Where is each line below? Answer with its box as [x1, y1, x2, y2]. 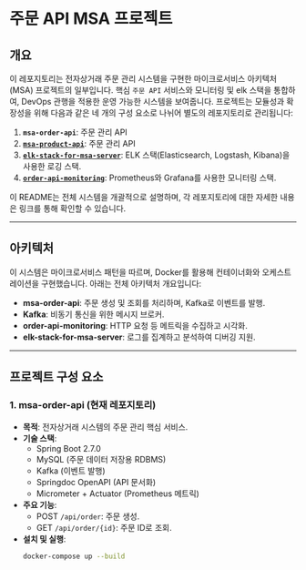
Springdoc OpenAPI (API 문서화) [36, 476, 157, 487]
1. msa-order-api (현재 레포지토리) [9, 399, 157, 412]
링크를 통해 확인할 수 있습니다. [18, 203, 127, 214]
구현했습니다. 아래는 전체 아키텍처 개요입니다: [40, 278, 202, 289]
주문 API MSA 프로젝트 [9, 8, 173, 29]
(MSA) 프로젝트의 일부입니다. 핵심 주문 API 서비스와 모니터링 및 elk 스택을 [9, 85, 271, 96]
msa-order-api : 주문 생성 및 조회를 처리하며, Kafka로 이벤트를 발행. [22, 297, 266, 308]
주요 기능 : [22, 499, 57, 510]
